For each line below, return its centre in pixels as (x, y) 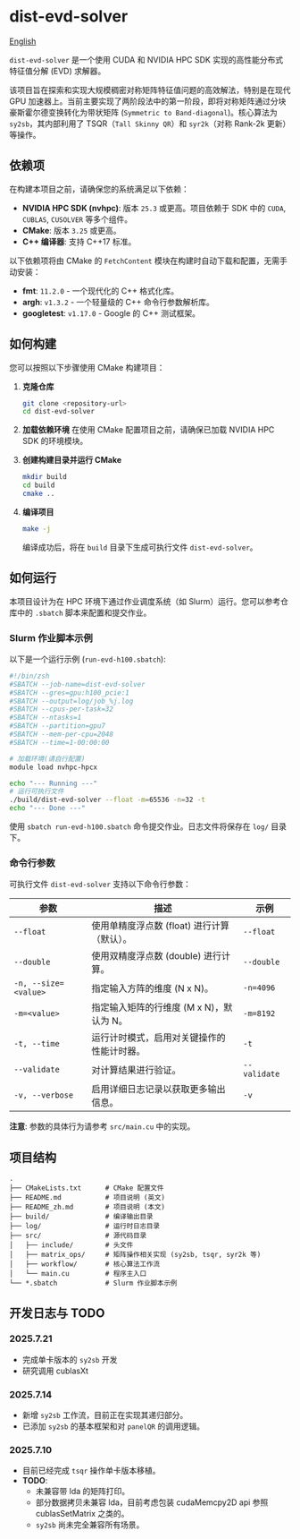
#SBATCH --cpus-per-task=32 (62, 709)
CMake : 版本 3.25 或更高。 (71, 230)
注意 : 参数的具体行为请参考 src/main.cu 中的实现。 (102, 1126)
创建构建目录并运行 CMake (72, 460)
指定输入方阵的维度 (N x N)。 (153, 988)
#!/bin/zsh (29, 676)
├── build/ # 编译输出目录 (81, 1217)
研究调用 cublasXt (55, 1371)
